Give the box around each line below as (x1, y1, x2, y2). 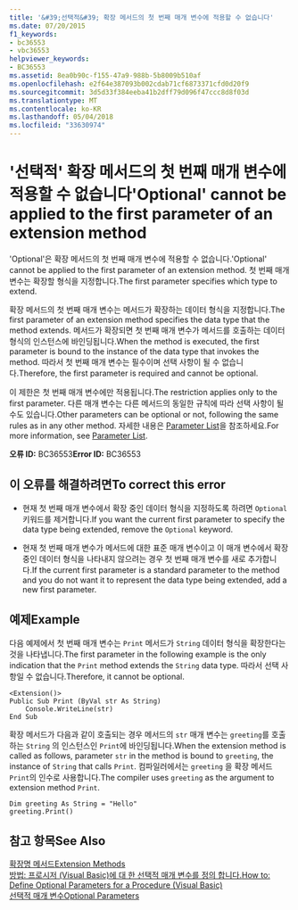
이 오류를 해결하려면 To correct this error (9, 477, 226, 492)
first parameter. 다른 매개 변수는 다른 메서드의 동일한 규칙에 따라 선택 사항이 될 (9, 398, 284, 409)
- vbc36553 (9, 46, 50, 55)
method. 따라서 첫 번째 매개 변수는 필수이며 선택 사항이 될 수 (9, 356, 220, 367)
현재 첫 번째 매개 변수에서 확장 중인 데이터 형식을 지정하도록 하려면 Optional (21, 502, 287, 513)
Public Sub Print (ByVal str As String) (9, 697, 162, 706)
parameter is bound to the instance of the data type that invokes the (9, 345, 260, 357)
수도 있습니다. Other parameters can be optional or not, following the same (9, 409, 279, 419)
